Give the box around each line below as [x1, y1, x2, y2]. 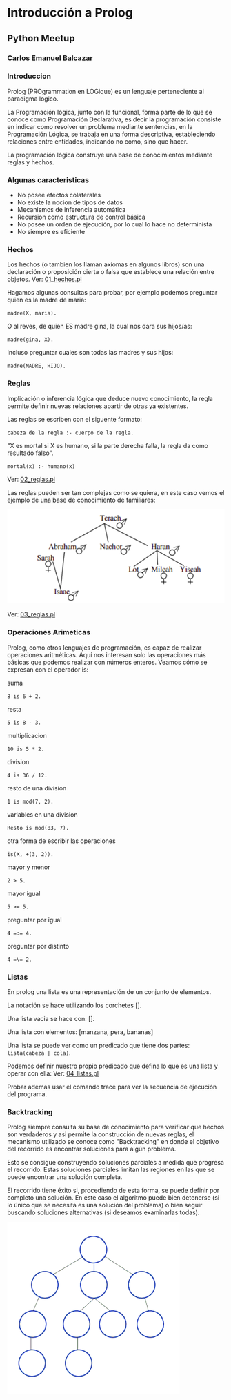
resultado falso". [7, 449, 54, 457]
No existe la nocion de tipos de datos [17, 198, 123, 206]
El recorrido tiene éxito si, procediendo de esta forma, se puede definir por [7, 1186, 219, 1195]
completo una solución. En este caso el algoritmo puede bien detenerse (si [7, 1194, 219, 1202]
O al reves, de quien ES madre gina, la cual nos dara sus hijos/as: [7, 322, 192, 331]
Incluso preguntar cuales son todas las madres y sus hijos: [7, 349, 174, 357]
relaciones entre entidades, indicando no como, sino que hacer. [7, 137, 188, 146]
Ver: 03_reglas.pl [7, 610, 56, 619]
